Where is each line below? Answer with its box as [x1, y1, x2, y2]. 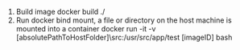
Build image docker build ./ [15, 7, 106, 16]
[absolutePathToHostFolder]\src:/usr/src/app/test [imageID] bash [15, 32, 233, 42]
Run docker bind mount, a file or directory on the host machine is [15, 15, 232, 25]
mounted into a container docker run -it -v [15, 24, 156, 33]
